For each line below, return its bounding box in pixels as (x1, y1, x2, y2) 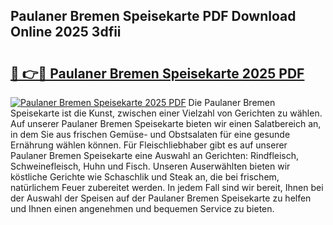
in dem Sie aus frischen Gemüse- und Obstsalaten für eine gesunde (10, 129, 291, 140)
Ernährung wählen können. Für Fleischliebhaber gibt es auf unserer (10, 139, 288, 151)
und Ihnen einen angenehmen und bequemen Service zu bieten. (10, 203, 275, 214)
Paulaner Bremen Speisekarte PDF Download (10, 8, 297, 25)
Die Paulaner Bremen (188, 97, 276, 108)
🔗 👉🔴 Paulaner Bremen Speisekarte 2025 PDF (10, 65, 305, 82)
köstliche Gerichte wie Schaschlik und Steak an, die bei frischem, (10, 171, 280, 183)
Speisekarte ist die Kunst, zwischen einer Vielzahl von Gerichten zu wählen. (10, 107, 323, 119)
